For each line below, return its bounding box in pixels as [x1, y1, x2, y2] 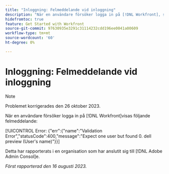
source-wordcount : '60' [5, 36, 55, 41]
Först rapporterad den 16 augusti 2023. [5, 163, 87, 169]
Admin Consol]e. [5, 153, 40, 159]
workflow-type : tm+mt [5, 31, 51, 36]
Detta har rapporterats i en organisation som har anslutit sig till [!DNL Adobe [5, 148, 162, 154]
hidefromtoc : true [5, 17, 44, 22]
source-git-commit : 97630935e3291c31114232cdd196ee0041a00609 [5, 26, 138, 31]
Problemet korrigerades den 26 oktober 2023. [5, 103, 101, 109]
